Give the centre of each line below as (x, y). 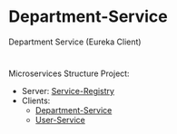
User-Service (60, 120)
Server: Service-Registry (68, 91)
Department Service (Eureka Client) (75, 42)
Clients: (36, 100)
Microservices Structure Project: (69, 73)
